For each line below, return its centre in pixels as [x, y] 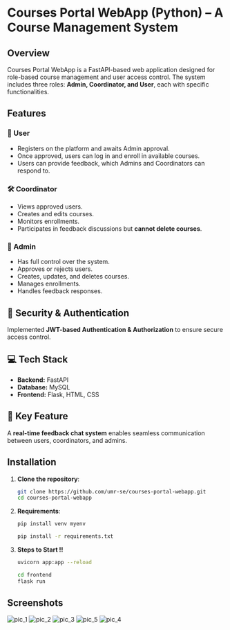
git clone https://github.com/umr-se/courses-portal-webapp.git [112, 491]
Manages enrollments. [49, 284]
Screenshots [35, 603]
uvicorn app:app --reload [54, 563]
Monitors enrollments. [48, 221]
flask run [31, 581]
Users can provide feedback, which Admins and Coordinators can [111, 163]
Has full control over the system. [64, 262]
